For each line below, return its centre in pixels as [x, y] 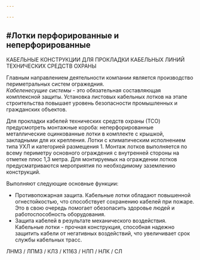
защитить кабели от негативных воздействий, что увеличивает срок [102, 233]
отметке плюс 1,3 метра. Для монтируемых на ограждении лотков [92, 159]
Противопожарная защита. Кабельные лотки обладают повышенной [103, 195]
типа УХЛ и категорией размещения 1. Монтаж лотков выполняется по [97, 146]
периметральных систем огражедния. [55, 84]
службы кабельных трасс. [48, 240]
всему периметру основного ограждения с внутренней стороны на [93, 153]
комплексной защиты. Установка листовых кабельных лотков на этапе [97, 96]
